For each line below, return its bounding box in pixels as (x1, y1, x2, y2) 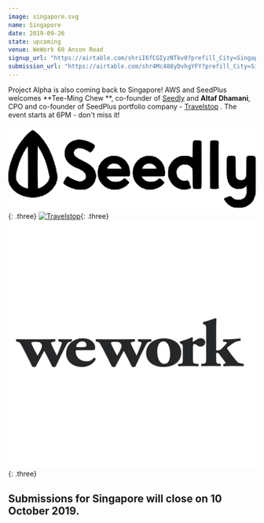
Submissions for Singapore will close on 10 (8, 492, 222, 505)
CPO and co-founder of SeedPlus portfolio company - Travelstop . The (8, 101, 237, 111)
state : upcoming (8, 38, 61, 46)
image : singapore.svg (8, 13, 79, 20)
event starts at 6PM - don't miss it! (8, 110, 120, 120)
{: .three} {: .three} (8, 212, 110, 221)
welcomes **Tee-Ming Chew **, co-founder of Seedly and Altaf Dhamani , (8, 93, 251, 102)
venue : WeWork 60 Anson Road (8, 46, 104, 54)
